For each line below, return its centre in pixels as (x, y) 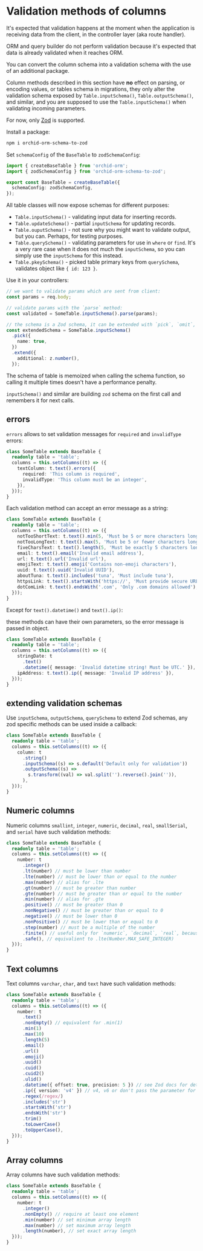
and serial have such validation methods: (59, 832)
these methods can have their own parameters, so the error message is (95, 622)
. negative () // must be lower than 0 (70, 916)
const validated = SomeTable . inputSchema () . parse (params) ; (82, 314)
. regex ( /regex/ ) (43, 1096)
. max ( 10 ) (33, 1034)
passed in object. (28, 628)
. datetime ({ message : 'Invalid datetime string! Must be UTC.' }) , (109, 667)
